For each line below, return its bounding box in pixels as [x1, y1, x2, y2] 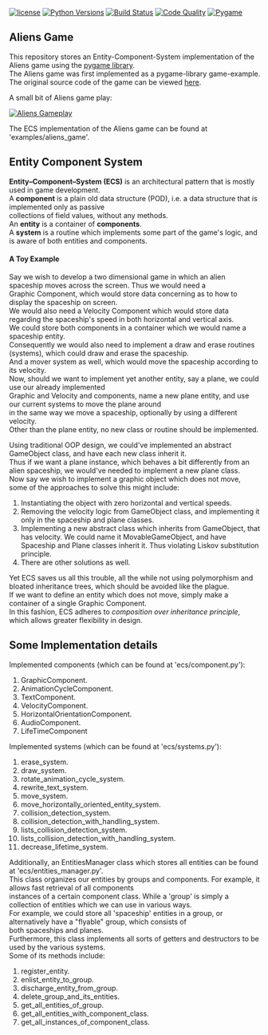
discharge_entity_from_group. [20, 983, 119, 993]
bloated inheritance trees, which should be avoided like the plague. [9, 581, 230, 591]
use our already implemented [9, 382, 106, 391]
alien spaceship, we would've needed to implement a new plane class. [9, 466, 241, 475]
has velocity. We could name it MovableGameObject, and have [20, 532, 227, 541]
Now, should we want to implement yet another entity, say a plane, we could [9, 374, 259, 383]
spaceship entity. [9, 331, 66, 341]
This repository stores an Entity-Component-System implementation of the [9, 52, 254, 61]
